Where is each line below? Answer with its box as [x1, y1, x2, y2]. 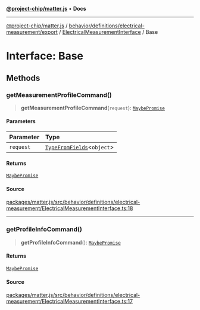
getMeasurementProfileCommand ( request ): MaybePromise [20, 104, 165, 111]
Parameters [6, 118, 36, 125]
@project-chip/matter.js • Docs [6, 5, 86, 12]
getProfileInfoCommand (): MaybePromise [20, 239, 121, 246]
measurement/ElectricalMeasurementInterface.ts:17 [6, 298, 133, 305]
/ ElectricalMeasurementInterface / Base [59, 29, 158, 35]
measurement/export [6, 29, 58, 35]
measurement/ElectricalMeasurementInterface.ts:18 [6, 205, 133, 212]
